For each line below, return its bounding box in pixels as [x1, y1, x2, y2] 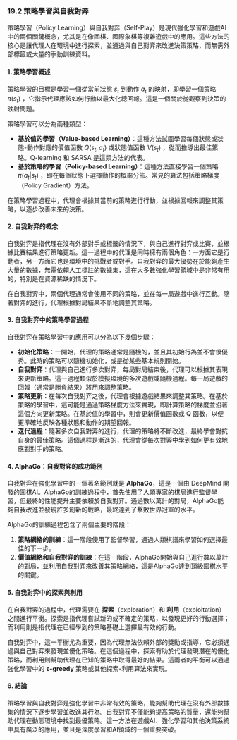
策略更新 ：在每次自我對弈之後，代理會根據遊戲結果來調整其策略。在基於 [17, 392, 228, 400]
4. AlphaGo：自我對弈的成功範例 [7, 462, 103, 470]
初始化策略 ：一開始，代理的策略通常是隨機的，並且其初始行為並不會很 [17, 347, 222, 357]
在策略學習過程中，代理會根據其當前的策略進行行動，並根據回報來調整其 [7, 196, 217, 204]
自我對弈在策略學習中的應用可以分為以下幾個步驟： [7, 333, 156, 341]
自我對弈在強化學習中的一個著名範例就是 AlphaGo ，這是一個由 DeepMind [7, 479, 221, 488]
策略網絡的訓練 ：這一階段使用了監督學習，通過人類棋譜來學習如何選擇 [17, 536, 222, 544]
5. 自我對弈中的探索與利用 [7, 588, 83, 596]
